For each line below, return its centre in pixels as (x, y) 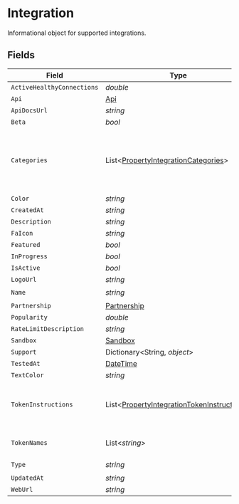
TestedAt (26, 363)
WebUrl (22, 489)
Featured (26, 245)
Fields (21, 55)
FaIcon (22, 233)
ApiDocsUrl (29, 110)
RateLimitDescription (47, 329)
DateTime (121, 363)
